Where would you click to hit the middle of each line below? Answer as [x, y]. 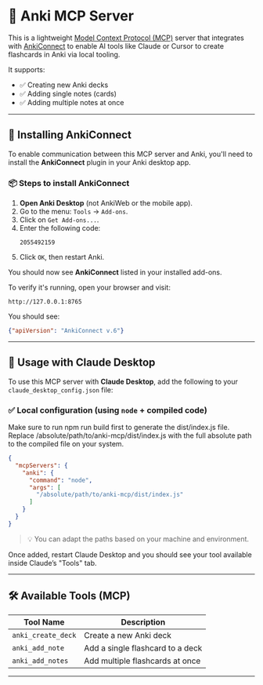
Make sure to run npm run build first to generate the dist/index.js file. [119, 428]
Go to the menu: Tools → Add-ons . [74, 212]
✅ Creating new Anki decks [64, 85]
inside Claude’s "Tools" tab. [52, 563]
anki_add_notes [40, 661]
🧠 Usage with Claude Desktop [82, 363]
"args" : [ [45, 487]
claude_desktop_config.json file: [61, 390]
